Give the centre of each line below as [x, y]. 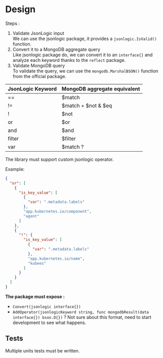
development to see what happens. [49, 323]
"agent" [31, 216]
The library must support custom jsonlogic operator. [59, 159]
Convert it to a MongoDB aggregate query [56, 49]
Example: [15, 169]
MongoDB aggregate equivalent [101, 89]
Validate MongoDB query [39, 65]
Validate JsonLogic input [38, 33]
